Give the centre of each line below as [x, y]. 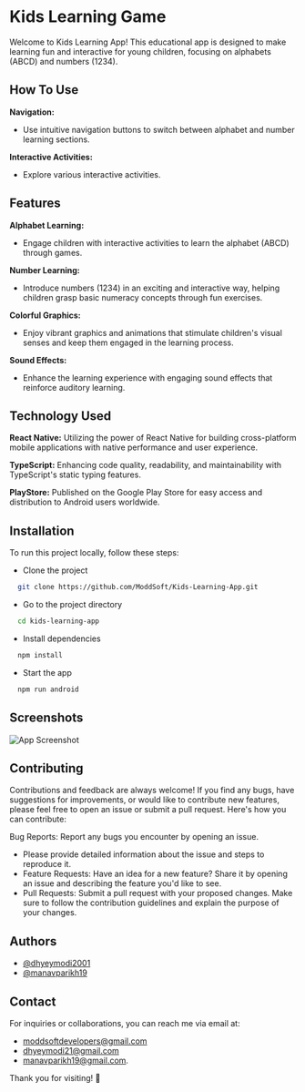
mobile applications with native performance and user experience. [134, 447]
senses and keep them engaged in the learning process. [128, 342]
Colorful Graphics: [45, 315]
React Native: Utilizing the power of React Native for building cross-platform [153, 438]
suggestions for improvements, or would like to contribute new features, [145, 800]
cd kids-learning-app [59, 621]
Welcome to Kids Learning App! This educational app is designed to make [148, 42]
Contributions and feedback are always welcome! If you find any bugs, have [152, 791]
